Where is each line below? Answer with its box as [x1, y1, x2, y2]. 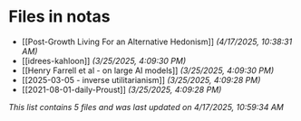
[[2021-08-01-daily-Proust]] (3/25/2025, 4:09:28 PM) [21, 84, 222, 95]
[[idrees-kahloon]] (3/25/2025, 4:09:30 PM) [21, 55, 187, 66]
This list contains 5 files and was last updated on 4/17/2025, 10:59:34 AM [8, 101, 285, 112]
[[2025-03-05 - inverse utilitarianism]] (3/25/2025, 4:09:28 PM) [21, 74, 261, 85]
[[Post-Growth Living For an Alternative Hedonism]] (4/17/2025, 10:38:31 [21, 36, 293, 47]
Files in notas [8, 6, 111, 27]
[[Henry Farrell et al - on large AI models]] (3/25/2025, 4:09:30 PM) [21, 65, 274, 76]
